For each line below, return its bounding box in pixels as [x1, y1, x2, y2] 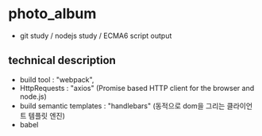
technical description [8, 54, 117, 67]
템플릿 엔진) [28, 111, 66, 120]
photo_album [8, 5, 97, 23]
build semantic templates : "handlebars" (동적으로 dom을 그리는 [19, 100, 225, 111]
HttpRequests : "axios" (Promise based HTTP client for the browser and [19, 83, 255, 93]
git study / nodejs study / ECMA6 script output [19, 31, 172, 40]
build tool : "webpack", [19, 74, 94, 84]
